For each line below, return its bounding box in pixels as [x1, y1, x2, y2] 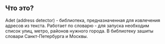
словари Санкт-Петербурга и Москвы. [5, 33, 88, 39]
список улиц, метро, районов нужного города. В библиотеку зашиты [5, 27, 153, 34]
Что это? [5, 4, 34, 12]
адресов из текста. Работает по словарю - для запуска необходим [5, 22, 149, 28]
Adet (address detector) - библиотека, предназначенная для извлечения [5, 17, 160, 23]
